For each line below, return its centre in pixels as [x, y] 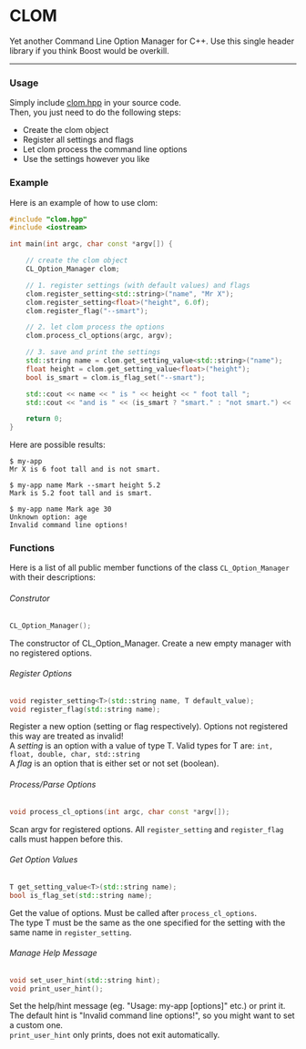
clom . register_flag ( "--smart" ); [87, 311]
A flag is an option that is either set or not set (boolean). [114, 764]
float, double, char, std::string [75, 755]
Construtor [30, 598]
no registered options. [51, 653]
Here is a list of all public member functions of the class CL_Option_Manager [149, 568]
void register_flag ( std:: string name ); [85, 709]
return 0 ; [45, 419]
